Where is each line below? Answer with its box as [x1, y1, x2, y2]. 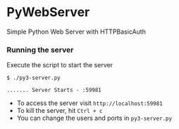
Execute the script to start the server [6, 61, 113, 69]
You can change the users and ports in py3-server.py [16, 114, 173, 123]
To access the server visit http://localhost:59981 [16, 99, 163, 107]
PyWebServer [6, 4, 90, 20]
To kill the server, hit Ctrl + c [16, 107, 103, 115]
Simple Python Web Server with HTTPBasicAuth [6, 27, 146, 36]
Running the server [6, 45, 74, 55]
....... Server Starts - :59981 [6, 87, 101, 94]
